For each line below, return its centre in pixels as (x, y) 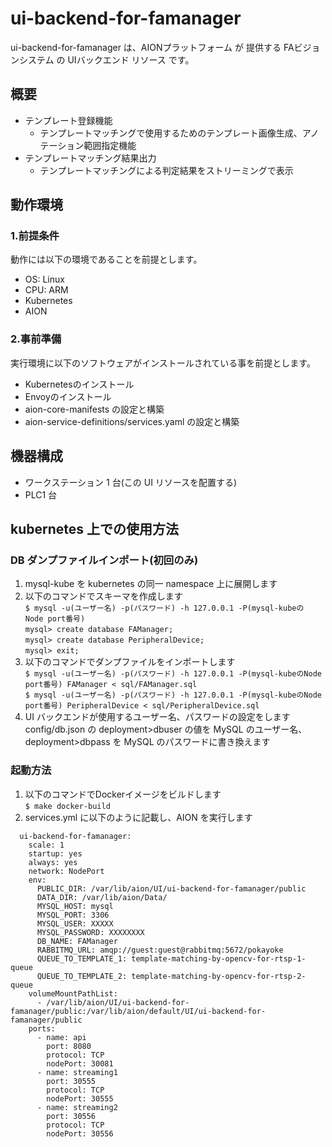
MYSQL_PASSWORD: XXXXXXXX (90, 932)
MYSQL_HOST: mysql (75, 906)
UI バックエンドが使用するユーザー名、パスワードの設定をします (157, 717)
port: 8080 (69, 1046)
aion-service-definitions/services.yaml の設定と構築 (132, 421)
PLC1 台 (41, 494)
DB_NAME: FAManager (77, 941)
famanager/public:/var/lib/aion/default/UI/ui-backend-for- (138, 1011)
